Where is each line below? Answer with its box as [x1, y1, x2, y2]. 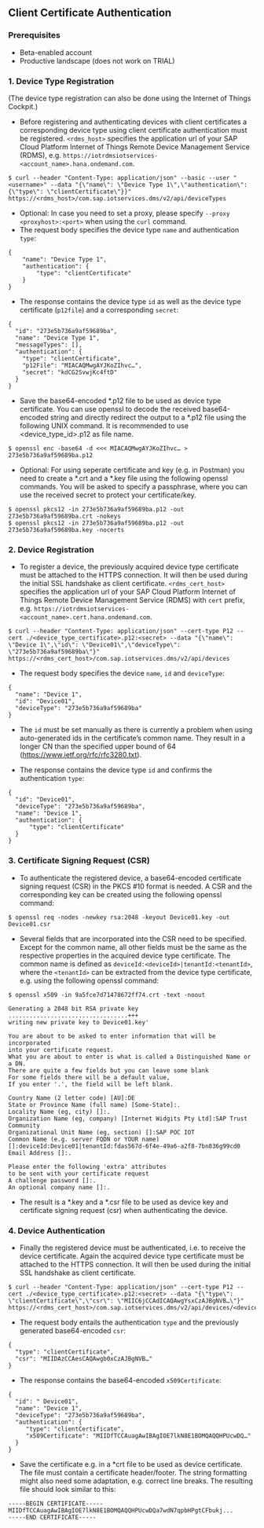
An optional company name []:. [8, 1183, 111, 1191]
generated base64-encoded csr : [19, 1325, 126, 1335]
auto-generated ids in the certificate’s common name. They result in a [19, 734, 246, 743]
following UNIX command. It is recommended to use [19, 420, 189, 431]
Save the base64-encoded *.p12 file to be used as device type [19, 396, 222, 405]
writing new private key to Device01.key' [8, 1018, 149, 1026]
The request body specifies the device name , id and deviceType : [19, 669, 225, 678]
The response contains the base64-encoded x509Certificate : [19, 1375, 222, 1385]
